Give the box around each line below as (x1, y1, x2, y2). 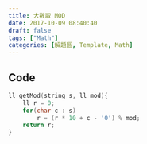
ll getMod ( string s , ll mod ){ (8, 91, 109, 99)
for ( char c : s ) (22, 107, 77, 115)
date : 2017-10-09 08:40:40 (8, 19, 98, 27)
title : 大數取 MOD (8, 11, 66, 20)
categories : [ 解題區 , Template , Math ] (8, 41, 133, 49)
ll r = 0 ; (22, 99, 56, 107)
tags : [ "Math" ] (8, 33, 59, 42)
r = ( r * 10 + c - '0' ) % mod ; (37, 114, 141, 122)
